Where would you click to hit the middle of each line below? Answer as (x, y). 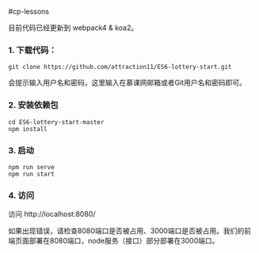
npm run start (32, 174)
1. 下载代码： (32, 50)
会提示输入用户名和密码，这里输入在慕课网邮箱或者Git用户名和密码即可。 (128, 83)
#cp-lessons (29, 11)
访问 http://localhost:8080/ (52, 214)
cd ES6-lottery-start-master (56, 122)
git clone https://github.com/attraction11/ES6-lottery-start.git (120, 67)
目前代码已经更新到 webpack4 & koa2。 (73, 28)
